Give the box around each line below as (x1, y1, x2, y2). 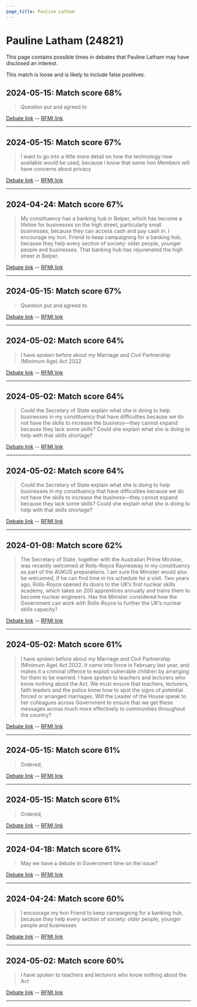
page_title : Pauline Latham (6, 8, 75, 15)
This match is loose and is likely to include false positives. (6, 71, 145, 78)
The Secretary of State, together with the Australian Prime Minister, (20, 556, 183, 563)
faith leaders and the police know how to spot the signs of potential (20, 686, 184, 693)
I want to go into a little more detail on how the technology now (20, 153, 173, 160)
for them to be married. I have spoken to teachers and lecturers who (20, 673, 186, 681)
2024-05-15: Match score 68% (6, 87, 123, 97)
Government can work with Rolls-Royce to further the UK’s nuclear (20, 600, 182, 607)
